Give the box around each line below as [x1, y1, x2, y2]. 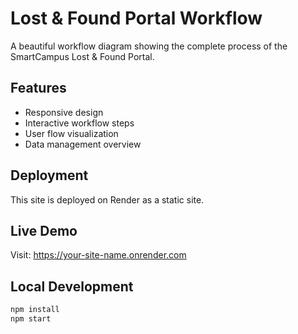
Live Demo [10, 222, 78, 239]
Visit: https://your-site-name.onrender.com [10, 249, 187, 261]
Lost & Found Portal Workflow [10, 7, 263, 30]
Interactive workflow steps [24, 117, 135, 129]
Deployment [10, 167, 89, 184]
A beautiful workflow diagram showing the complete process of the [10, 40, 288, 52]
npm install [10, 305, 60, 315]
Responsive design [24, 106, 104, 118]
